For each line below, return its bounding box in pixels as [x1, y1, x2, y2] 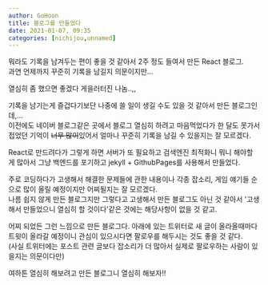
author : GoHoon [8, 11, 59, 20]
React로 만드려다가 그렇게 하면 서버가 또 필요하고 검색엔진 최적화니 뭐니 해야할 [8, 148, 254, 157]
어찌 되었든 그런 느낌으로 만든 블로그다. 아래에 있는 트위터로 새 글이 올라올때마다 [8, 221, 258, 232]
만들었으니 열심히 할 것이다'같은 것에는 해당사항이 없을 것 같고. [22, 204, 218, 214]
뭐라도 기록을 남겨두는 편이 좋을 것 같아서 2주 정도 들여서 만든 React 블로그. [8, 57, 244, 66]
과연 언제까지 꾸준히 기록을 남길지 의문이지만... [8, 67, 154, 77]
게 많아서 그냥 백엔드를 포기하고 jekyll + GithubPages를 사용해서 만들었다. [8, 157, 241, 168]
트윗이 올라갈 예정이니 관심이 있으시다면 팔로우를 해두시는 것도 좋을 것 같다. [8, 232, 243, 241]
